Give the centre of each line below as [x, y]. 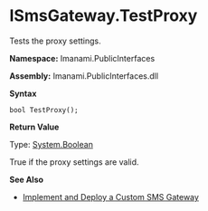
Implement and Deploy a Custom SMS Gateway [110, 197]
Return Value [34, 127]
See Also [26, 179]
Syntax [23, 93]
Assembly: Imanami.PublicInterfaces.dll [84, 76]
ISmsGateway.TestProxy [104, 16]
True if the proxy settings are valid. [74, 162]
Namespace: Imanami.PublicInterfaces [82, 58]
